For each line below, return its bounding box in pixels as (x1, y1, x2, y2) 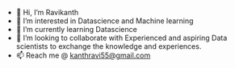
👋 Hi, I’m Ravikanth (15, 8, 79, 17)
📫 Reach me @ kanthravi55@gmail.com (15, 50, 151, 60)
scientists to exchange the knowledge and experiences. (15, 42, 202, 51)
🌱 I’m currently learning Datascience (15, 25, 137, 34)
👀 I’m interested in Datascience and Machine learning (15, 16, 194, 26)
